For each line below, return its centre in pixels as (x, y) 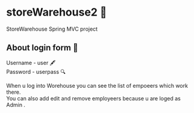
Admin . (16, 105)
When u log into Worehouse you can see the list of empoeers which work (97, 85)
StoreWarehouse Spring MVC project (52, 29)
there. (14, 92)
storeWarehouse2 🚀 (57, 12)
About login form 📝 (42, 48)
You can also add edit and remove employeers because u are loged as (93, 98)
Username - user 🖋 (31, 63)
